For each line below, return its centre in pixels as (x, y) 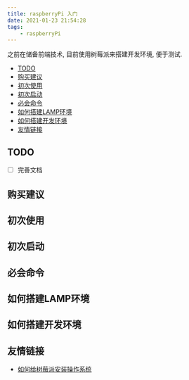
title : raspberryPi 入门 (43, 14)
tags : (15, 27)
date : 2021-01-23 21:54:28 (47, 20)
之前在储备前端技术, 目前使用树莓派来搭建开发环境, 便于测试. (95, 54)
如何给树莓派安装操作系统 (54, 369)
